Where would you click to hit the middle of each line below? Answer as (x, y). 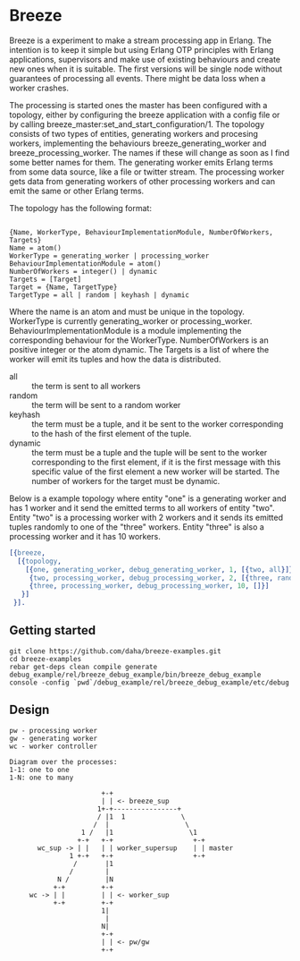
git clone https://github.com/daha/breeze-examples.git (115, 651)
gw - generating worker (54, 738)
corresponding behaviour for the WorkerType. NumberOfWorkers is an (139, 340)
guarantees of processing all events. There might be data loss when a (137, 78)
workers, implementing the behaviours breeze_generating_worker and (138, 143)
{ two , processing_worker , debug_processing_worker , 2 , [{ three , (151, 578)
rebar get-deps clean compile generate (83, 667)
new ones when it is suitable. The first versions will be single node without (146, 69)
